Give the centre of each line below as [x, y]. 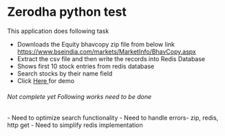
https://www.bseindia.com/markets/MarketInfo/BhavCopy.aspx [106, 52]
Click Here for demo [45, 80]
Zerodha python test [67, 12]
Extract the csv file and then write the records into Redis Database [111, 58]
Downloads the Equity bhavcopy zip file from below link [96, 44]
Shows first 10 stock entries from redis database [86, 66]
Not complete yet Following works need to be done [79, 96]
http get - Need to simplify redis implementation [75, 125]
